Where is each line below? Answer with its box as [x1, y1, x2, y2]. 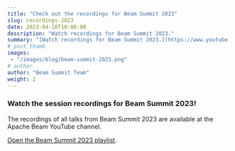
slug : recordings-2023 [7, 17, 74, 24]
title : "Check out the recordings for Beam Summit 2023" [7, 10, 178, 18]
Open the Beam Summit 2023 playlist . [7, 136, 118, 144]
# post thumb [7, 43, 46, 50]
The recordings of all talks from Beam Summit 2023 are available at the [7, 114, 214, 123]
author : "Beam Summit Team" [7, 69, 90, 76]
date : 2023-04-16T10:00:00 [7, 23, 87, 30]
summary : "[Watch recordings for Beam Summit [7, 37, 143, 44]
